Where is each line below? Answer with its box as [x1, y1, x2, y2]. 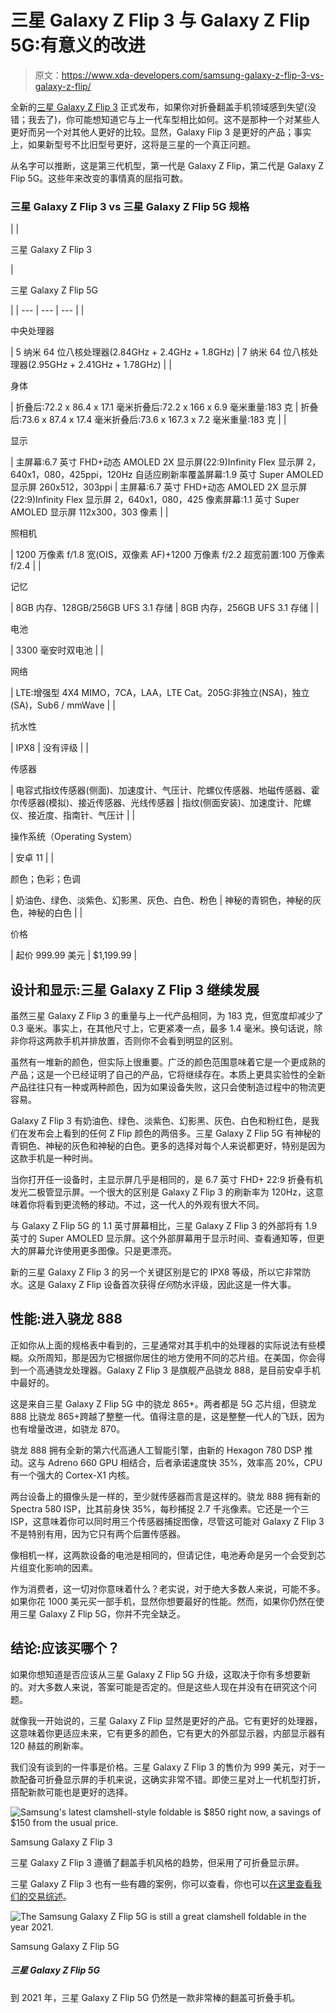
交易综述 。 [27, 1890, 72, 1902]
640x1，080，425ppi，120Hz [10, 469, 133, 481]
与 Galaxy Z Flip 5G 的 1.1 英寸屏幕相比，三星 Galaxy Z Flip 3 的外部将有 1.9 [10, 1220, 318, 1232]
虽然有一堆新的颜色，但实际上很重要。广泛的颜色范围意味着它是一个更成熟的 [10, 1056, 326, 1068]
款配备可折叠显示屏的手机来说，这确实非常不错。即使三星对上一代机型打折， [10, 1773, 326, 1785]
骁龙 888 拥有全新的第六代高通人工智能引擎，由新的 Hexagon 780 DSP [10, 1444, 302, 1456]
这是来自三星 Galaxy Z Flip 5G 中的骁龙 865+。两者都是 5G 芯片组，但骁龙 [10, 1397, 317, 1410]
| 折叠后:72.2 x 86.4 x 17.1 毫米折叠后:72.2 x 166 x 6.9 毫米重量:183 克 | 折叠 [10, 401, 319, 413]
